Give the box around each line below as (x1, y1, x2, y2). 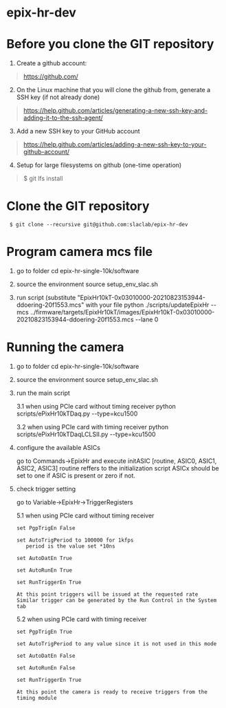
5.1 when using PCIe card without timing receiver (16, 511, 155, 519)
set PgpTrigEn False (16, 524, 76, 531)
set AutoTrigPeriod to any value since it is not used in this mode (16, 640, 217, 647)
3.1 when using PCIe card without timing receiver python (16, 402, 177, 410)
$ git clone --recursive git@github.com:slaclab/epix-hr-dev (9, 222, 188, 228)
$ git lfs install (23, 174, 63, 183)
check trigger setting (16, 484, 76, 493)
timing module (16, 694, 57, 701)
